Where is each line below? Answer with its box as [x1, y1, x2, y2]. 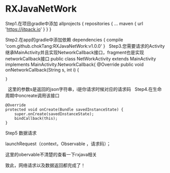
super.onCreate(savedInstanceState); [14, 111, 94, 117]
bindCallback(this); [14, 116, 58, 121]
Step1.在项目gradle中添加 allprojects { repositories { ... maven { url [5, 20, 144, 26]
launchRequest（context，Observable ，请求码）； [5, 141, 111, 147]
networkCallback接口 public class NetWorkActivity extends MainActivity [5, 55, 156, 61]
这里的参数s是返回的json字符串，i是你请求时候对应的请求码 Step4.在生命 [7, 86, 162, 92]
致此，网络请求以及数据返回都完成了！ [5, 162, 85, 168]
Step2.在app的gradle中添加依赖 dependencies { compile [5, 37, 123, 43]
